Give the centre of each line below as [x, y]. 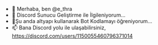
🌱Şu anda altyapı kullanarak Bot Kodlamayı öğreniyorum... [82, 21]
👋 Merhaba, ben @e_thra [42, 9]
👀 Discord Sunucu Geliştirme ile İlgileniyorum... [68, 15]
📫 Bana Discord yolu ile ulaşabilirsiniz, [59, 28]
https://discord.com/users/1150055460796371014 [72, 36]
